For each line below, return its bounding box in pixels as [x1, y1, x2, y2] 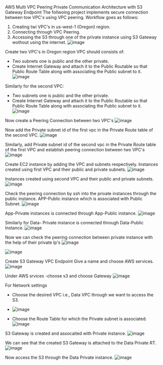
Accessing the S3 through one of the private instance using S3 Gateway [12, 34, 157, 40]
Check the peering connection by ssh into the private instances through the [5, 191, 157, 196]
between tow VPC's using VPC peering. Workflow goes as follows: [5, 15, 139, 20]
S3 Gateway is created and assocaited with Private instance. [5, 330, 127, 336]
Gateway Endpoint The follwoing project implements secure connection [5, 9, 148, 15]
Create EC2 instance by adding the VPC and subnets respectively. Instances [5, 162, 158, 167]
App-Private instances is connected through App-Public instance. [5, 210, 137, 216]
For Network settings [5, 282, 47, 288]
